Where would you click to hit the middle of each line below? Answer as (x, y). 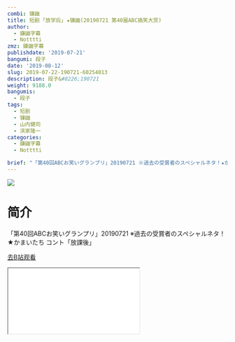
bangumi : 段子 (27, 59)
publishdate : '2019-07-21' (47, 53)
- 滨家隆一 (27, 131)
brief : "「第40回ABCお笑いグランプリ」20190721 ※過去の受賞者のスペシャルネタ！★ (116, 163)
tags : (15, 105)
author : (19, 27)
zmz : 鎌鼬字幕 (26, 46)
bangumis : (22, 92)
